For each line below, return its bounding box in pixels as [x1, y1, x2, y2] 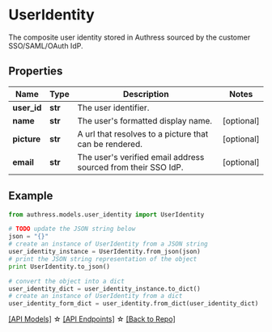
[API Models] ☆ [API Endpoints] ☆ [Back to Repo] [8, 314, 176, 324]
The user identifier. [77, 102, 150, 113]
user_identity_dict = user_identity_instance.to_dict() [8, 284, 201, 292]
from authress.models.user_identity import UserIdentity [8, 210, 205, 219]
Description [122, 88, 169, 99]
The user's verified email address [77, 151, 205, 162]
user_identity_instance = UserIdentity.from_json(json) [8, 248, 201, 256]
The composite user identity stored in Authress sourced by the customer [8, 32, 251, 42]
